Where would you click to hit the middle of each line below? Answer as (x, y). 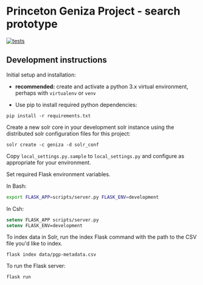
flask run (19, 277)
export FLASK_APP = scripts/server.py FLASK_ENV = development (83, 197)
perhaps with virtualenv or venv (55, 93)
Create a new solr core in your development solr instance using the (90, 127)
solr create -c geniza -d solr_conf (53, 145)
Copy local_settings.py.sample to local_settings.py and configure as (95, 156)
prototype (32, 24)
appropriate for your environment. (49, 162)
